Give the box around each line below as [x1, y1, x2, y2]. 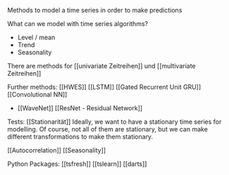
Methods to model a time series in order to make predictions [7, 6, 182, 14]
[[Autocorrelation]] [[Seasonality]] [7, 146, 106, 154]
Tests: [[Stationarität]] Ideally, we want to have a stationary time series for [7, 117, 222, 126]
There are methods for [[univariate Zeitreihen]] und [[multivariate [7, 62, 196, 70]
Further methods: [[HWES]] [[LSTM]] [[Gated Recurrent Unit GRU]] [7, 83, 202, 91]
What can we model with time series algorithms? [7, 20, 149, 27]
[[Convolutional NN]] [7, 91, 68, 98]
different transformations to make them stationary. [7, 133, 154, 141]
